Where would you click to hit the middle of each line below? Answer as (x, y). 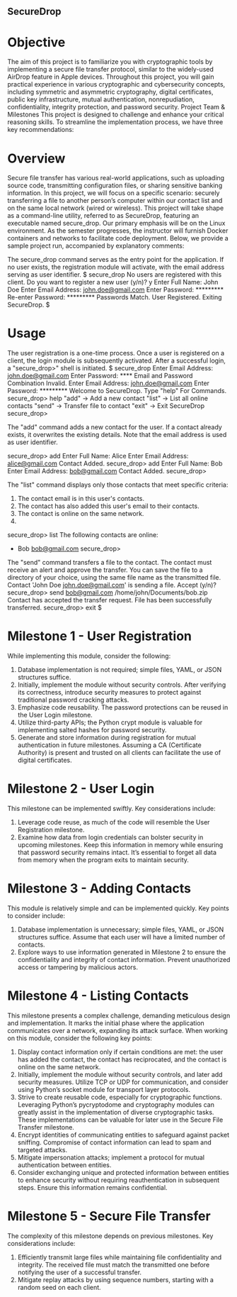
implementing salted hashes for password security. (92, 730)
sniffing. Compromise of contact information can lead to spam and (115, 1142)
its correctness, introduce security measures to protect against (109, 692)
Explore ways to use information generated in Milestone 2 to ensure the (122, 952)
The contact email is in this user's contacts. (81, 499)
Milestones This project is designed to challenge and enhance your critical (116, 115)
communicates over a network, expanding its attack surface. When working (118, 1030)
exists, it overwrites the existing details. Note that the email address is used (117, 435)
